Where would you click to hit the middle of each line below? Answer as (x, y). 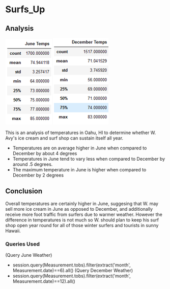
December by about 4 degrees (45, 153)
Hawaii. (13, 231)
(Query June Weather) (29, 255)
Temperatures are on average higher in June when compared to (80, 148)
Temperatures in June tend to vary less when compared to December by (89, 159)
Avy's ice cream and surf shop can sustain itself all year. (64, 138)
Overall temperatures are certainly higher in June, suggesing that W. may (82, 204)
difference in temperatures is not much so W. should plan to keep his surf (82, 220)
